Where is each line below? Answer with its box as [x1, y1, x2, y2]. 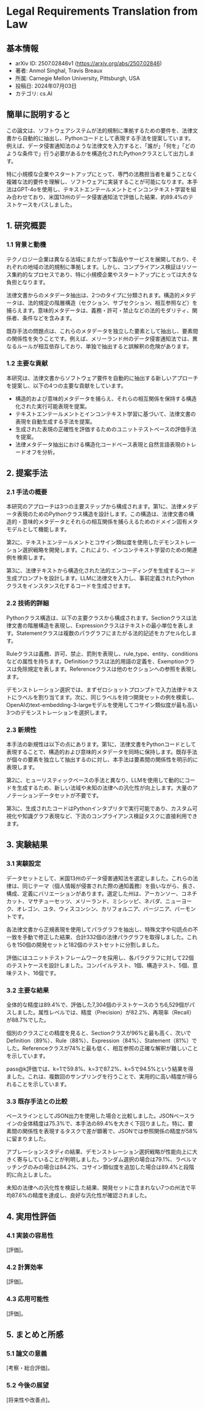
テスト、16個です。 [11, 969, 60, 976]
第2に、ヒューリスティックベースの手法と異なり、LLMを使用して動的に [6, 777, 185, 784]
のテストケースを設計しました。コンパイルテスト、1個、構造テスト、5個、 [6, 961, 193, 969]
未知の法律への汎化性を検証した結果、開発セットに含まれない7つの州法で [6, 1184, 191, 1191]
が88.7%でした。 [6, 1016, 50, 1024]
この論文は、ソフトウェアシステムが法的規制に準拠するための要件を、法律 [6, 126, 193, 134]
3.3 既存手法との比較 [6, 1097, 68, 1105]
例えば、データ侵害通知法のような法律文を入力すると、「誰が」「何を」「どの [6, 142, 196, 149]
